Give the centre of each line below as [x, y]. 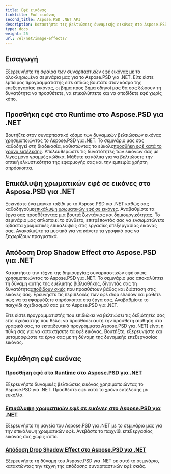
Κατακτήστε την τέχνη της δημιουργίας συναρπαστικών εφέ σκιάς [76, 273]
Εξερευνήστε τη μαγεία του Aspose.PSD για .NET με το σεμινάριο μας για [84, 426]
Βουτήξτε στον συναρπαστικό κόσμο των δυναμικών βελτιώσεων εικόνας [83, 135]
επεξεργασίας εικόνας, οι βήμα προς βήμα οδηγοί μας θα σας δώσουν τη [83, 88]
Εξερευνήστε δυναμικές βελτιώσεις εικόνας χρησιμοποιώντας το [74, 384]
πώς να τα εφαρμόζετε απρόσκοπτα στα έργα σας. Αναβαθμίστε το [77, 300]
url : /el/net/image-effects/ [36, 39]
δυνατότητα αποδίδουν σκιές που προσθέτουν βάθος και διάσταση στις [81, 289]
